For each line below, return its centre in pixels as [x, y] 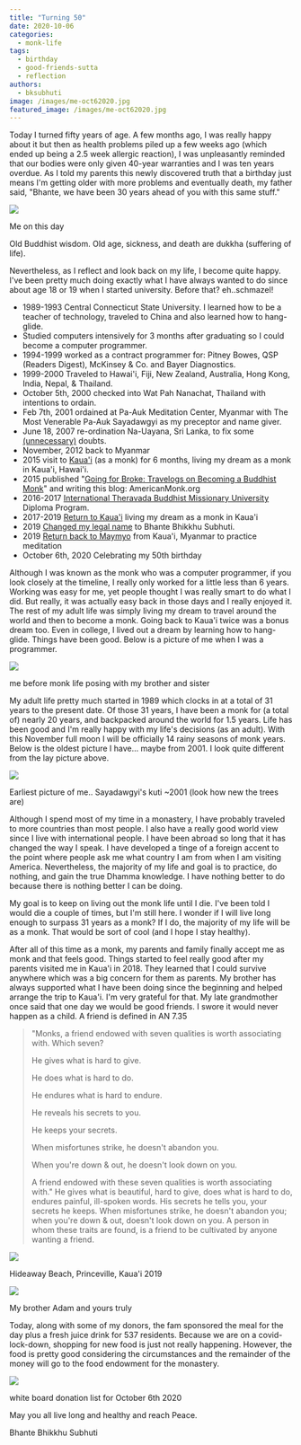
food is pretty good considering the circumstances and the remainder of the [150, 1354]
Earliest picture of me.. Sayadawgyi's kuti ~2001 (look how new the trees [144, 792]
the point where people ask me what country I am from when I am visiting [145, 858]
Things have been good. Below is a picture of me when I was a [148, 639]
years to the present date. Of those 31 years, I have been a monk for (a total [149, 710]
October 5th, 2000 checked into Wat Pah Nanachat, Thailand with [144, 393]
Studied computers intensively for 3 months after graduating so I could [153, 336]
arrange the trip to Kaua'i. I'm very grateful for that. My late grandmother [144, 997]
